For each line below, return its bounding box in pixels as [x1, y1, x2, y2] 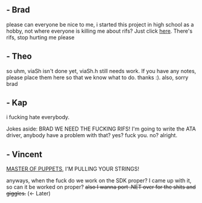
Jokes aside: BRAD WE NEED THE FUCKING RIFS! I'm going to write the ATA [6, 125, 196, 132]
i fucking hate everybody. [6, 114, 70, 121]
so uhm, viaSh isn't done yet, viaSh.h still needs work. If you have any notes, [6, 67, 197, 74]
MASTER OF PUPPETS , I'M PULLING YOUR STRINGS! [6, 166, 140, 173]
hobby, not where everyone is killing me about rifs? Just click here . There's [6, 27, 193, 34]
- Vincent [6, 149, 42, 159]
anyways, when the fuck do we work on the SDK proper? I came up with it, [6, 177, 192, 184]
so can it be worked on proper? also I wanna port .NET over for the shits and [6, 184, 196, 191]
